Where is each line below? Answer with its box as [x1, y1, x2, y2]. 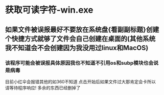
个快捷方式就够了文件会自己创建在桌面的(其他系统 [5, 35, 156, 43]
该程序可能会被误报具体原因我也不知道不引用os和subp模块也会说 [5, 59, 159, 66]
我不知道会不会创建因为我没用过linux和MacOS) [5, 43, 148, 52]
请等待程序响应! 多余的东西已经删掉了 [5, 85, 81, 91]
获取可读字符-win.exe [5, 4, 94, 16]
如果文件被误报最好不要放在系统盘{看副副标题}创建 [5, 25, 159, 34]
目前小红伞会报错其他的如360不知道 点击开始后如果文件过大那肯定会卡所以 [5, 78, 156, 84]
